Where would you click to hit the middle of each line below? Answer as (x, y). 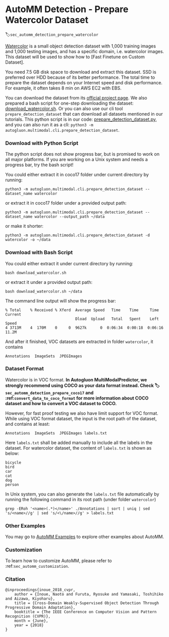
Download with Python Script (42, 143)
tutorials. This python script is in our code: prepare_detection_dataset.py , (81, 119)
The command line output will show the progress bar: (61, 301)
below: (12, 453)
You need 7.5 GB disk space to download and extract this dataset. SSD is (81, 72)
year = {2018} (29, 625)
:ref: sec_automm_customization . (37, 566)
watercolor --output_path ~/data (70, 217)
